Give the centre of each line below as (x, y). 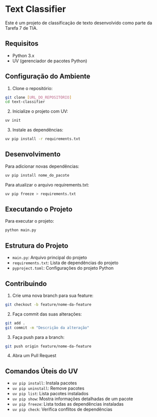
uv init (13, 120)
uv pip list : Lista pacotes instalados (50, 394)
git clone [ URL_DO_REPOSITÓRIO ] (38, 97)
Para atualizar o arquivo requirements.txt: (47, 185)
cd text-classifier (25, 102)
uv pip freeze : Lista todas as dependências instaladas (68, 404)
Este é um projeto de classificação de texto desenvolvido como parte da (78, 23)
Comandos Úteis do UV (41, 371)
